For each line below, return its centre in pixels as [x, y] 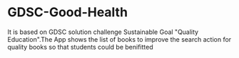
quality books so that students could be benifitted [80, 47]
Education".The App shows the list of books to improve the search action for [119, 39]
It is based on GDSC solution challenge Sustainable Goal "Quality [103, 32]
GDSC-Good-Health [68, 12]
